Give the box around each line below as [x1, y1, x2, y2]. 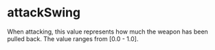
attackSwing [7, 5, 81, 21]
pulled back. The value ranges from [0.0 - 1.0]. [7, 34, 139, 42]
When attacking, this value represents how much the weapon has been [7, 27, 208, 36]
